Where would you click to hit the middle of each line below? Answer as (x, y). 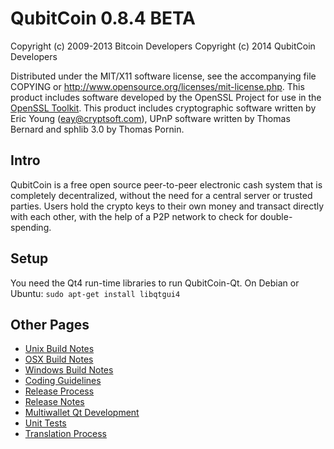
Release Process (59, 391)
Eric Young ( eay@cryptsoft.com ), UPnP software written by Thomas (150, 118)
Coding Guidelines (63, 381)
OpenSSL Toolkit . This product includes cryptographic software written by (163, 108)
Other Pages (50, 324)
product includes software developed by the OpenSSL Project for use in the (166, 97)
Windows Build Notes (69, 370)
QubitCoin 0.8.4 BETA (103, 18)
